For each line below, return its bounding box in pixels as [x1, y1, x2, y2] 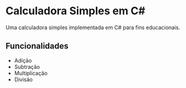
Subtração [14, 63, 40, 70]
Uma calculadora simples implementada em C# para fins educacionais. [5, 24, 181, 31]
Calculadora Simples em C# [5, 4, 145, 18]
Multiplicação [14, 70, 48, 77]
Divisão [14, 76, 33, 83]
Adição [14, 56, 32, 64]
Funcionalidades [5, 41, 69, 51]
